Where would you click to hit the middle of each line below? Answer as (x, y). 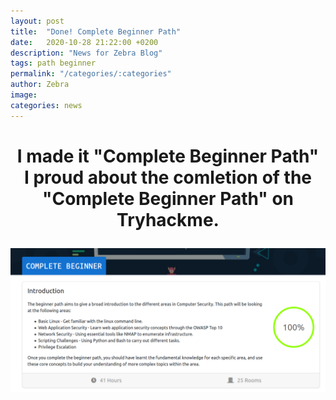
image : (24, 95)
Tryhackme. (168, 219)
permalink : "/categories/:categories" (91, 74)
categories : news (46, 105)
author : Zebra (40, 85)
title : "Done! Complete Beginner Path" (96, 31)
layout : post (37, 21)
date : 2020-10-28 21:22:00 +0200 (84, 42)
